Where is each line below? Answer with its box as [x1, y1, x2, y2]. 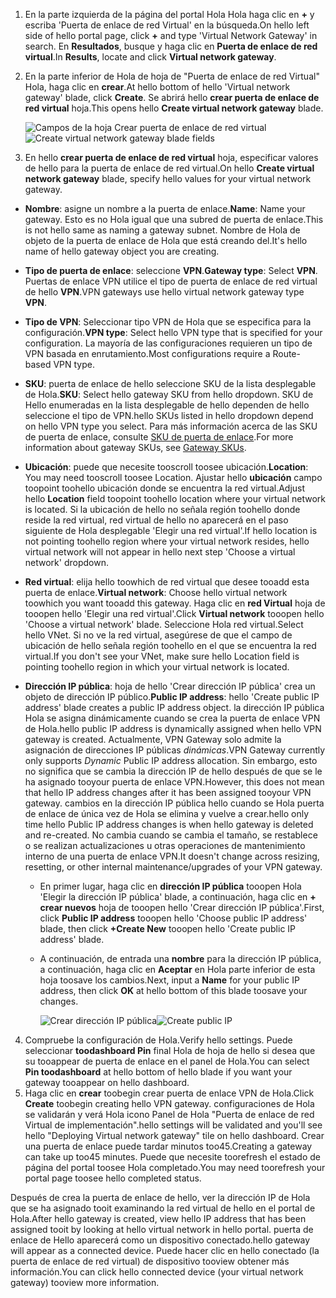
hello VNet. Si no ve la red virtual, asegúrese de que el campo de [24, 629, 293, 641]
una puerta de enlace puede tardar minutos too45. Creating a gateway [24, 1140, 313, 1152]
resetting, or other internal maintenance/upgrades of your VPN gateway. [24, 861, 323, 873]
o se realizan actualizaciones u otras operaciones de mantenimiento [24, 840, 306, 851]
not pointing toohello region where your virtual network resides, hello [24, 535, 310, 547]
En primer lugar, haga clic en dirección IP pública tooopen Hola [39, 880, 302, 892]
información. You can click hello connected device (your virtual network [10, 1266, 304, 1278]
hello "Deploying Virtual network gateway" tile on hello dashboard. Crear [24, 1130, 325, 1141]
